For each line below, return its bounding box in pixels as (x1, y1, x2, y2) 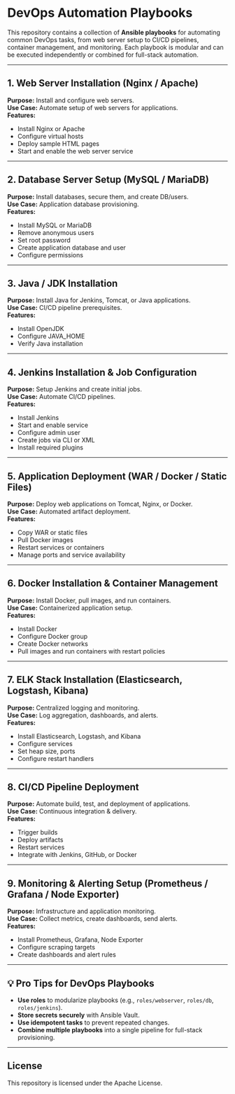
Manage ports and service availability (17, 551, 126, 559)
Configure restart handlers (17, 754, 94, 762)
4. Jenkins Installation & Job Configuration (7, 366, 197, 378)
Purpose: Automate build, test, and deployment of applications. (7, 799, 190, 808)
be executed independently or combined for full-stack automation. (7, 50, 199, 59)
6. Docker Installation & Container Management (7, 577, 218, 590)
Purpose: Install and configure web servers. (7, 96, 134, 104)
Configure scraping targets (17, 943, 96, 952)
